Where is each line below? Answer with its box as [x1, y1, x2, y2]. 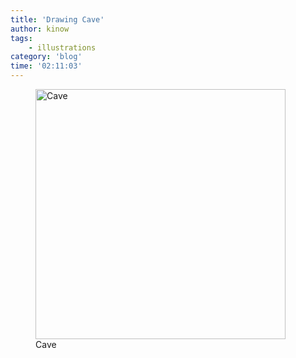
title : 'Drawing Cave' [10, 14, 105, 25]
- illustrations [28, 42, 97, 53]
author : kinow [10, 24, 70, 34]
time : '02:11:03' [10, 61, 83, 71]
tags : [10, 33, 33, 43]
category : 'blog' [10, 52, 83, 62]
